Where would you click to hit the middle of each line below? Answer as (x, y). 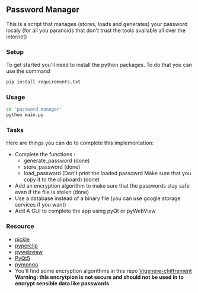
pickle (22, 239)
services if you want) (40, 205)
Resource (20, 226)
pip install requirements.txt (44, 82)
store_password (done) (52, 167)
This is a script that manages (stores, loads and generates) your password (97, 24)
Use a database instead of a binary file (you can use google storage (98, 198)
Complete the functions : (45, 154)
